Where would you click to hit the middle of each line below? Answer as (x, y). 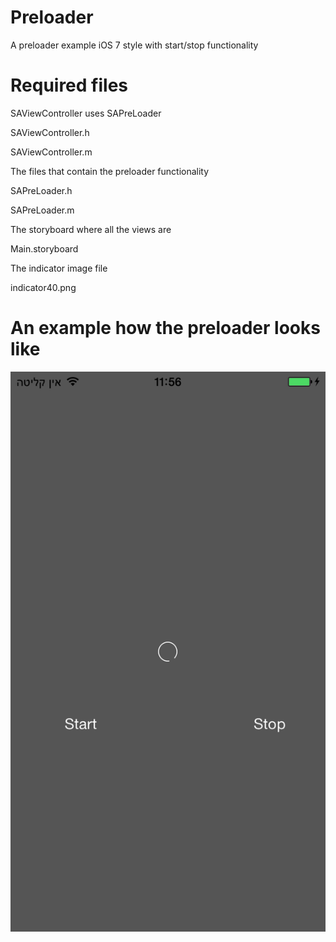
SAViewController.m (51, 152)
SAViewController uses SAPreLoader (86, 113)
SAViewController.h (50, 132)
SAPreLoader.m (42, 210)
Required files (69, 85)
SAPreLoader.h (41, 190)
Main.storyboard (44, 248)
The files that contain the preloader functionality (110, 171)
